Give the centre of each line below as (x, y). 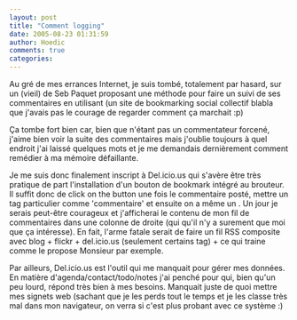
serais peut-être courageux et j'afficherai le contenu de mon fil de (129, 213)
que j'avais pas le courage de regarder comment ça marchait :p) (126, 112)
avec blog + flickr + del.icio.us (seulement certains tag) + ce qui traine (137, 241)
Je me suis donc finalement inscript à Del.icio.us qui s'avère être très (135, 175)
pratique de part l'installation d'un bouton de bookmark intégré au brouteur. (147, 184)
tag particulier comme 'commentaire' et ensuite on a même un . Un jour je (144, 204)
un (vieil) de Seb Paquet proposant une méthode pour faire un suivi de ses (145, 93)
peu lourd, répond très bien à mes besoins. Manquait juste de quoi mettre (143, 287)
